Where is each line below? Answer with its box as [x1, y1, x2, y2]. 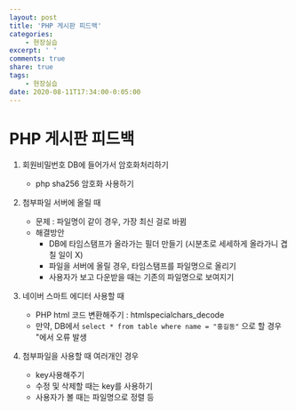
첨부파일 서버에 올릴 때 [21, 197, 101, 208]
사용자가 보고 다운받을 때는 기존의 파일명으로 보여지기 [48, 272, 235, 283]
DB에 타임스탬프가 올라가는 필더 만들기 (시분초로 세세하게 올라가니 [48, 238, 278, 249]
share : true [9, 63, 53, 72]
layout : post [9, 12, 58, 22]
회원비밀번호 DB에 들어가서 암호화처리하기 [21, 159, 169, 170]
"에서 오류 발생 [35, 332, 87, 342]
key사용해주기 [35, 370, 85, 381]
